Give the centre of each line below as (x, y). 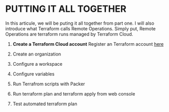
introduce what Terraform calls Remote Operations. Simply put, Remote (81, 28)
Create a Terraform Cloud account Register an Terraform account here (88, 44)
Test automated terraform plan (45, 104)
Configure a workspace (37, 64)
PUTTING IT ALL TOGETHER (66, 9)
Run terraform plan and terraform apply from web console (74, 94)
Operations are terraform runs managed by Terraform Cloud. (69, 34)
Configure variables (34, 74)
